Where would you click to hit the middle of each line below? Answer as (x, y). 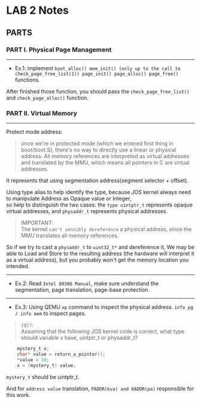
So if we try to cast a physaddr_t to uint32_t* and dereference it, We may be (100, 247)
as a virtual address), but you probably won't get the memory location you (98, 260)
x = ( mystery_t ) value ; (47, 365)
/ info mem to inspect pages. (51, 313)
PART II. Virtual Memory (42, 113)
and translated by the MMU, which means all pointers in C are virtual (105, 163)
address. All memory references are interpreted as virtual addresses (105, 156)
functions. (27, 80)
